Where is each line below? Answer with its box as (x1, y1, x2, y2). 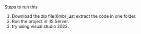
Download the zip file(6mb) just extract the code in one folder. (11, 13, 137, 19)
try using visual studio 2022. (11, 23, 69, 29)
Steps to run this (4, 4, 38, 10)
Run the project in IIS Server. (11, 19, 69, 24)
